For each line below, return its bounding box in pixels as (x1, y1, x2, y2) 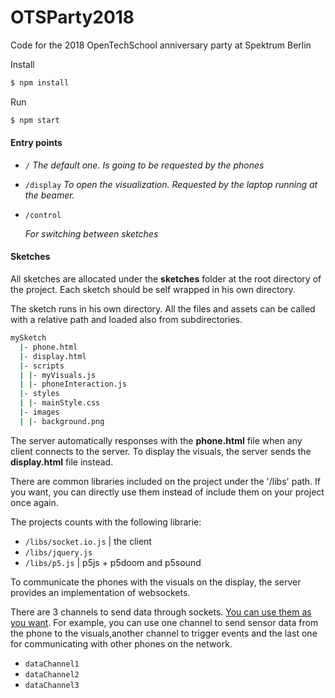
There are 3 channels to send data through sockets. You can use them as (10, 606, 312, 618)
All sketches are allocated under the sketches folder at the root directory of (10, 273, 322, 285)
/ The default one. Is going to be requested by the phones (24, 159, 265, 171)
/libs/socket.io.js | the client (24, 535, 152, 547)
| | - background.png (19, 416, 105, 426)
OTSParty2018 (10, 6, 135, 29)
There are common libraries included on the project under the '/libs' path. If (10, 475, 322, 487)
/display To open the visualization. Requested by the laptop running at (24, 178, 318, 190)
